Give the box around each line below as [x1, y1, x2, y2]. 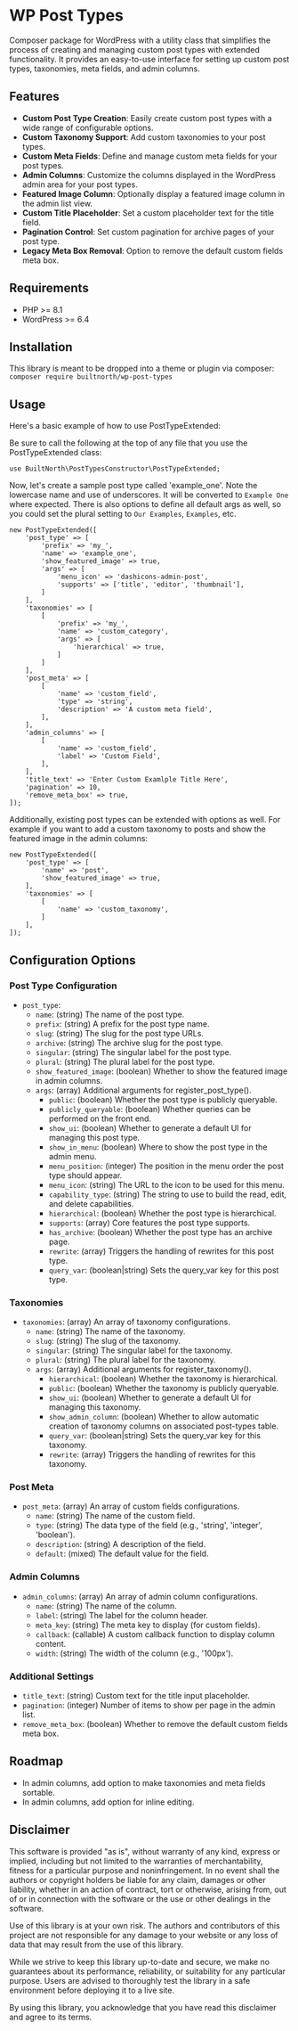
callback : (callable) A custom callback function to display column [35, 1628, 276, 1640]
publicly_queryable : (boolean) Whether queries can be [48, 1103, 252, 1114]
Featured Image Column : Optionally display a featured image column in [21, 188, 286, 199]
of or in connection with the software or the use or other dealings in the [9, 1893, 271, 1904]
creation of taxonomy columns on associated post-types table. [48, 1421, 278, 1431]
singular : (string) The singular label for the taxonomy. [35, 1345, 233, 1355]
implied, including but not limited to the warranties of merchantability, [9, 1855, 264, 1866]
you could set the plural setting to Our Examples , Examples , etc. [9, 509, 237, 520]
